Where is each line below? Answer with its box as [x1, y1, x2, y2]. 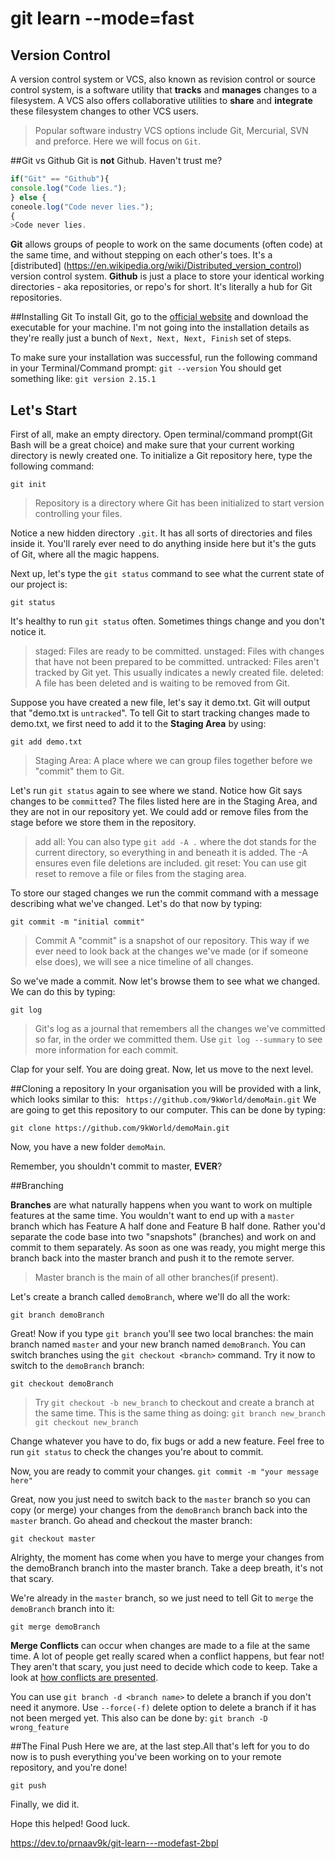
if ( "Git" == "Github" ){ [10, 174, 110, 184]
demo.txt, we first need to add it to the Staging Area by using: [10, 718, 267, 730]
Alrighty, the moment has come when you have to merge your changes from [10, 1552, 325, 1564]
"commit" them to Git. [34, 765, 125, 777]
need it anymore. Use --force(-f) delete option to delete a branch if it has [10, 1702, 317, 1714]
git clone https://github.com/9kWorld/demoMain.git [10, 1123, 230, 1134]
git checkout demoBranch [10, 1379, 114, 1389]
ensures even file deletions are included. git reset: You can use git [34, 857, 307, 869]
